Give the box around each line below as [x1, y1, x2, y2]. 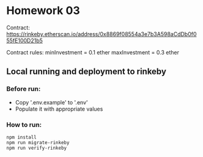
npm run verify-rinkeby [6, 145, 67, 151]
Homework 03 [6, 4, 81, 18]
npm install [6, 134, 37, 141]
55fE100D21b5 [6, 37, 43, 44]
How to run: [6, 120, 42, 129]
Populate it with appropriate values [15, 105, 103, 112]
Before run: [6, 85, 41, 93]
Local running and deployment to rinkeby [6, 67, 167, 77]
